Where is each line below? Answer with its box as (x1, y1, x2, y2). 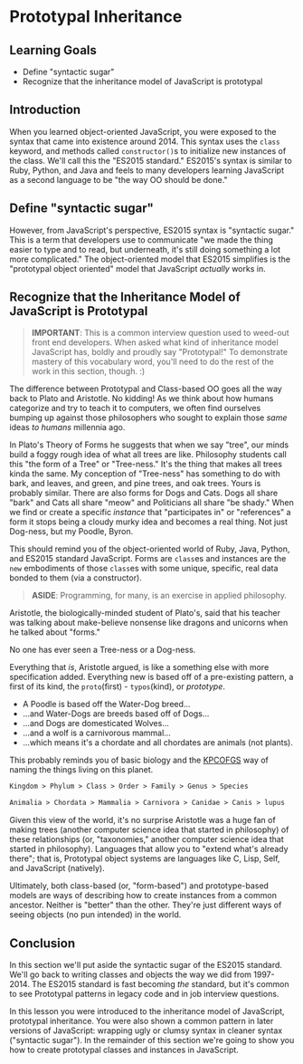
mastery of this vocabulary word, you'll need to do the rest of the (31, 356, 274, 368)
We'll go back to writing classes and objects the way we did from (9, 969, 251, 980)
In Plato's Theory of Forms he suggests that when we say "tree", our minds (9, 439, 289, 450)
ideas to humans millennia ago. (9, 422, 126, 433)
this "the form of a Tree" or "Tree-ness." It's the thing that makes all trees (9, 459, 283, 470)
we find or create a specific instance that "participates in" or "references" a (9, 507, 291, 518)
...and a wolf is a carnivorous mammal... (22, 727, 172, 739)
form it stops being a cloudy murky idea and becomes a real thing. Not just (9, 516, 288, 527)
